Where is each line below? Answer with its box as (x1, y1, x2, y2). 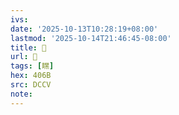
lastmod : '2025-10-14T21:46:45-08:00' (10, 33, 172, 43)
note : (10, 89, 33, 99)
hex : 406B (10, 71, 52, 81)
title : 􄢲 (10, 42, 47, 53)
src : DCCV (10, 80, 52, 90)
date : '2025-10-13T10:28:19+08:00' (10, 24, 159, 34)
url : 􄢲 (10, 52, 38, 62)
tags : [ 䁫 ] (10, 61, 55, 71)
